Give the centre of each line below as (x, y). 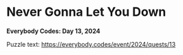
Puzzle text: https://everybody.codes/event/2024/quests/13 (91, 44)
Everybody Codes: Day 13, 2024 (53, 31)
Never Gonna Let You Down (86, 12)
